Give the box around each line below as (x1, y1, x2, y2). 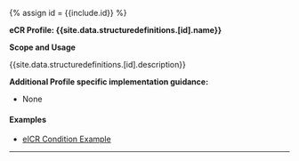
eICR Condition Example (21, 133, 111, 145)
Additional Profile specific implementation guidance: (9, 76, 209, 87)
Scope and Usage (9, 42, 76, 52)
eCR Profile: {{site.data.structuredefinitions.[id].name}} (9, 25, 222, 35)
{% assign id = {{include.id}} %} (9, 8, 127, 18)
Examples (9, 114, 47, 125)
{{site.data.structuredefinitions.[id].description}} (9, 60, 187, 69)
